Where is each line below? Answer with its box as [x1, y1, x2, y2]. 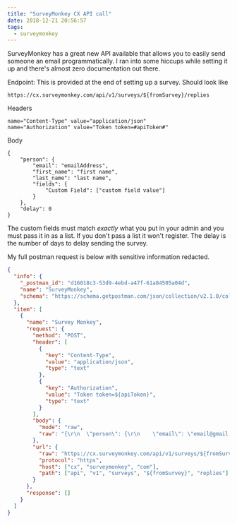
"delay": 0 [20, 205, 52, 212]
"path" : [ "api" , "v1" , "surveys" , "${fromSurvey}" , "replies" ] [38, 470, 229, 477]
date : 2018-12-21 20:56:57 [7, 17, 87, 24]
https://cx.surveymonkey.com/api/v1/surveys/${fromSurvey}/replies [7, 92, 210, 99]
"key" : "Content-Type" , [44, 351, 115, 359]
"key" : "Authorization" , [44, 385, 119, 392]
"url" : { [32, 443, 59, 450]
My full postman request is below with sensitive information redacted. [7, 253, 210, 261]
